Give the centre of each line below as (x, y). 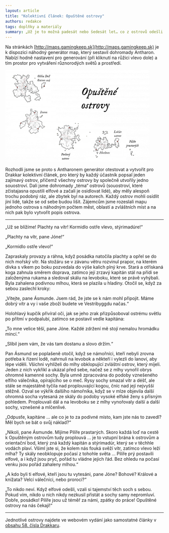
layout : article (22, 11)
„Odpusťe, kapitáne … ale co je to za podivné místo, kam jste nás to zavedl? (83, 417)
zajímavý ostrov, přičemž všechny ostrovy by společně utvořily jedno (77, 180)
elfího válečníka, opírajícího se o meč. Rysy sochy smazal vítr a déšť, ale (80, 380)
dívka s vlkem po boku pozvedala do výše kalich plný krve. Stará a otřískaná (84, 267)
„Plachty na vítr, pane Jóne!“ (35, 237)
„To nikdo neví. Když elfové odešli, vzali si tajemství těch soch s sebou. (79, 490)
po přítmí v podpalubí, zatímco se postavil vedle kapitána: (65, 319)
